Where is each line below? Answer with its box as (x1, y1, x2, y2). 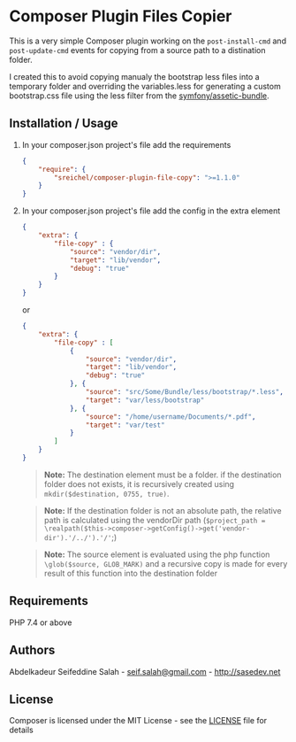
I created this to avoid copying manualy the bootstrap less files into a (9, 71, 260, 81)
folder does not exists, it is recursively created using (43, 478, 235, 489)
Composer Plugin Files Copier (9, 6, 232, 27)
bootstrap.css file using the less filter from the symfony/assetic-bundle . (9, 90, 269, 101)
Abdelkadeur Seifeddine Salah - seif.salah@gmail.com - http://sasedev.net (9, 666, 281, 676)
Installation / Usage (9, 116, 118, 131)
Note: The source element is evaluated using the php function (43, 549, 270, 560)
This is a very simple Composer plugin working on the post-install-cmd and (9, 35, 287, 46)
